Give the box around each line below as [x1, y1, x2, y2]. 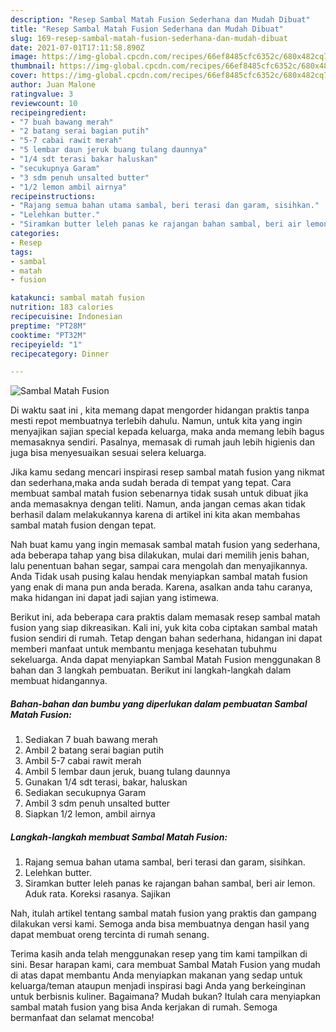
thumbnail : [10, 61, 56, 71]
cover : [10, 71, 38, 81]
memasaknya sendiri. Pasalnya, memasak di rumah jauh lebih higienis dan [10, 436, 316, 448]
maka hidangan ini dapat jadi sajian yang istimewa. [10, 592, 220, 604]
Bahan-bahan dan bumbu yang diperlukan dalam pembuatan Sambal [10, 697, 308, 710]
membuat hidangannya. [10, 675, 108, 687]
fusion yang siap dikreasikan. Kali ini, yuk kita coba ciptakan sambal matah [10, 622, 318, 634]
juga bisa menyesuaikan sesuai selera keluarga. [10, 447, 207, 459]
